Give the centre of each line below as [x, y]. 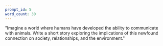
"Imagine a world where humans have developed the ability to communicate [82, 28]
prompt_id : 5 [18, 9]
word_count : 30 [21, 14]
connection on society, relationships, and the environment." [65, 38]
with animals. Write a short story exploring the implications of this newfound [82, 33]
